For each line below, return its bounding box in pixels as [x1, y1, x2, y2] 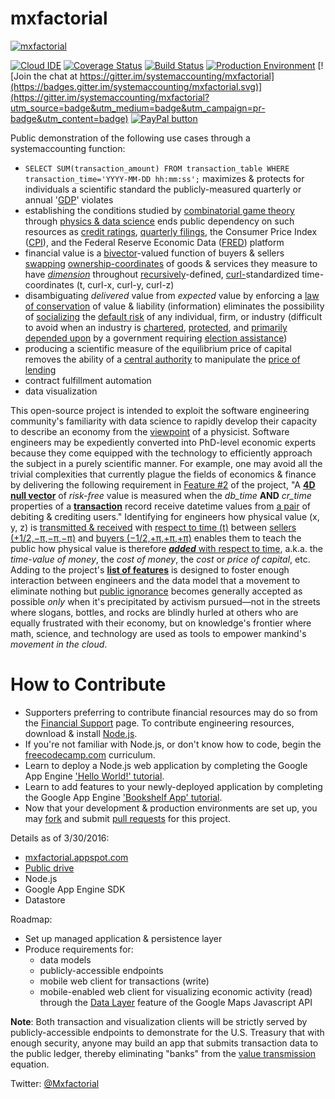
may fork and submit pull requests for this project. [24, 812, 231, 824]
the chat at [33, 70, 78, 82]
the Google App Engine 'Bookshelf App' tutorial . [24, 791, 223, 803]
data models [39, 953, 92, 966]
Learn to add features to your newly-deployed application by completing [24, 780, 323, 792]
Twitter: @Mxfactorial [10, 1077, 100, 1089]
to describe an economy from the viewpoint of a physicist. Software [10, 425, 290, 437]
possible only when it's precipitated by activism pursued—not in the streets [10, 595, 321, 607]
